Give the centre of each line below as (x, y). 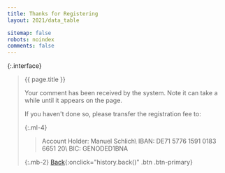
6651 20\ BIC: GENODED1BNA (85, 148)
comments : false (31, 46)
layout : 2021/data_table (43, 20)
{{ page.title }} (45, 79)
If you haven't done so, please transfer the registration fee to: (112, 114)
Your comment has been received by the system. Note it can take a (121, 93)
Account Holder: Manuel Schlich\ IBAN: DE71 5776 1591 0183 (129, 141)
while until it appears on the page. (73, 101)
